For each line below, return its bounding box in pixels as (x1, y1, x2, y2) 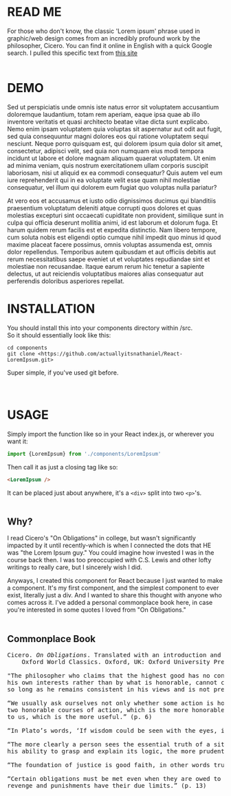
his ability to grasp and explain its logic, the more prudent (7, 747, 225, 755)
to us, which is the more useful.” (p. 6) (7, 713, 153, 721)
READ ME (7, 4, 62, 20)
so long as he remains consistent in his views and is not (7, 685, 211, 694)
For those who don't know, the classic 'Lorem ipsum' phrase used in (7, 27, 201, 35)
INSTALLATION (7, 301, 95, 317)
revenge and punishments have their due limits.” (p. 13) (7, 782, 207, 790)
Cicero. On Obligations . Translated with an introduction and (7, 651, 221, 659)
